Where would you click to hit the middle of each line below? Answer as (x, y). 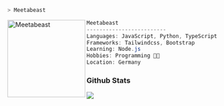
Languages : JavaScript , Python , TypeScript (152, 36)
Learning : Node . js (113, 49)
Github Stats (108, 80)
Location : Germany (113, 63)
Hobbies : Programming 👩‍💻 (123, 56)
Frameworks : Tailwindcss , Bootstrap (141, 42)
